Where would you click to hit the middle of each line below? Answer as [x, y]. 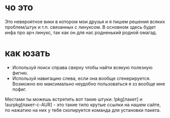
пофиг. [19, 89]
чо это [19, 7]
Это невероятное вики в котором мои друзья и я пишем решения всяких [85, 22]
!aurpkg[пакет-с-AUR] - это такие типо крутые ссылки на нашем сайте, [83, 105]
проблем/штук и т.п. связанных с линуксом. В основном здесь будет [80, 27]
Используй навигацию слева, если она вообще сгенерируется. [81, 78]
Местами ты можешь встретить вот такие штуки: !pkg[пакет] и [74, 99]
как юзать [28, 53]
